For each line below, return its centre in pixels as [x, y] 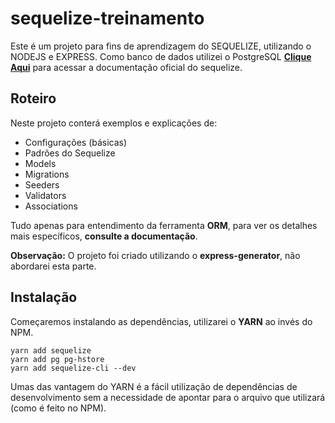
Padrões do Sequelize [70, 153]
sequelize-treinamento [107, 18]
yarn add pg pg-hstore [57, 359]
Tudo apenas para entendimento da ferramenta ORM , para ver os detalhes [164, 225]
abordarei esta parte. [53, 266]
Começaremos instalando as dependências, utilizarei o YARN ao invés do [161, 321]
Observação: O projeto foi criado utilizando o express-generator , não [155, 255]
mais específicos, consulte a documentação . [104, 236]
